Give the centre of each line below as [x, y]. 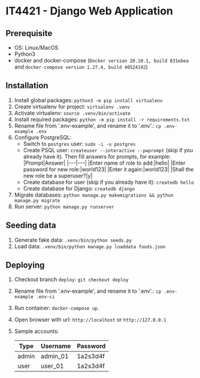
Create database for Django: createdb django [79, 188]
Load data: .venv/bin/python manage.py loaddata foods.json [90, 246]
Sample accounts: [37, 331]
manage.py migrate [37, 200]
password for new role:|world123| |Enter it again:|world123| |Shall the [108, 169]
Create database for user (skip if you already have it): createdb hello [108, 182]
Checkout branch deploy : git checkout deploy [72, 279]
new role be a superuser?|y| [58, 175]
